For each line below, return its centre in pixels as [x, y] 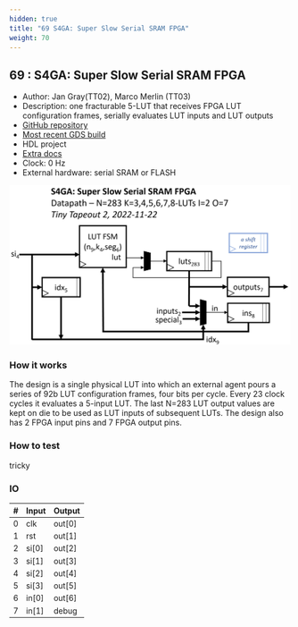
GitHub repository [55, 125]
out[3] [65, 561]
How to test [35, 445]
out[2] [65, 548]
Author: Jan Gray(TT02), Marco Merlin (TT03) [107, 97]
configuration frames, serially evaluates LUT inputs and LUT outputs [148, 115]
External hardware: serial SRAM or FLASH [99, 173]
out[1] [65, 536]
